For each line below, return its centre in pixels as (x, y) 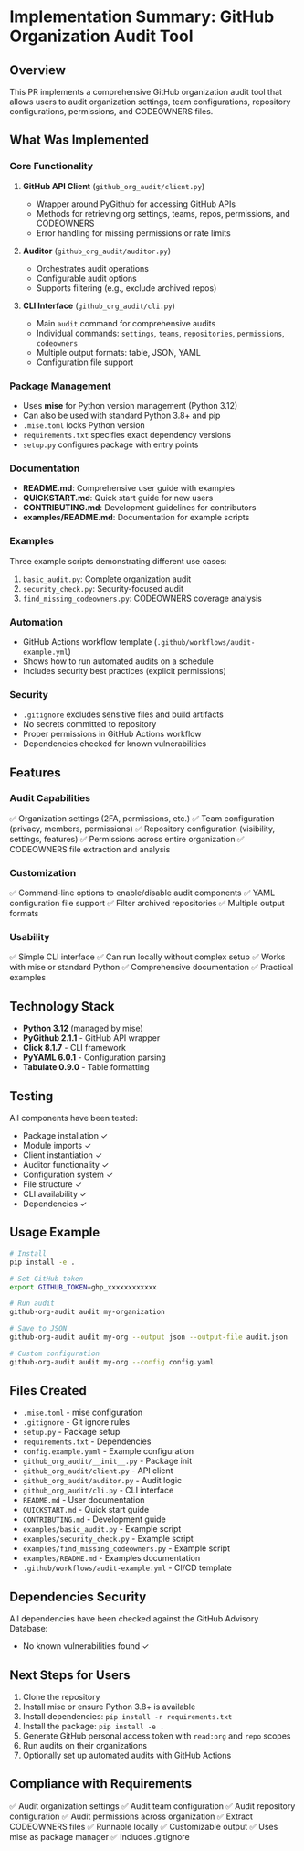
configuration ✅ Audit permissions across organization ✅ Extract (131, 1816)
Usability (30, 937)
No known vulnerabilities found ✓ (86, 1646)
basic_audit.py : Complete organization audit (107, 579)
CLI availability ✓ (55, 1194)
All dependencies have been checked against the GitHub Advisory (134, 1619)
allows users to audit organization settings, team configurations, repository (150, 102)
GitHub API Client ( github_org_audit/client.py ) (114, 186)
